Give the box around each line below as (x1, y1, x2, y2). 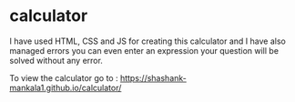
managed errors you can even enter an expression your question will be (9, 45, 280, 56)
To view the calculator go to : (9, 72, 118, 83)
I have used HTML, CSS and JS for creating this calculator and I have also (9, 36, 287, 46)
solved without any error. (9, 55, 103, 66)
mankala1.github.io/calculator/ (9, 82, 122, 93)
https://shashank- (119, 72, 187, 83)
